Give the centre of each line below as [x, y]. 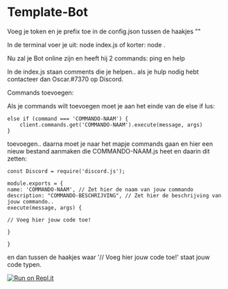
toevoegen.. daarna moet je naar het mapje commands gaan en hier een [110, 144]
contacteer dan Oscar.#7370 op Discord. [65, 79]
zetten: [17, 158]
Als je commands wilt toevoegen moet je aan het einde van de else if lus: [111, 106]
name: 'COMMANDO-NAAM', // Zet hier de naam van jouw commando [100, 189]
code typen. [24, 264]
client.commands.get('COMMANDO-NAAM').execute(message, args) [111, 125]
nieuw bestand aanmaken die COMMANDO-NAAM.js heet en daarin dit [108, 151]
